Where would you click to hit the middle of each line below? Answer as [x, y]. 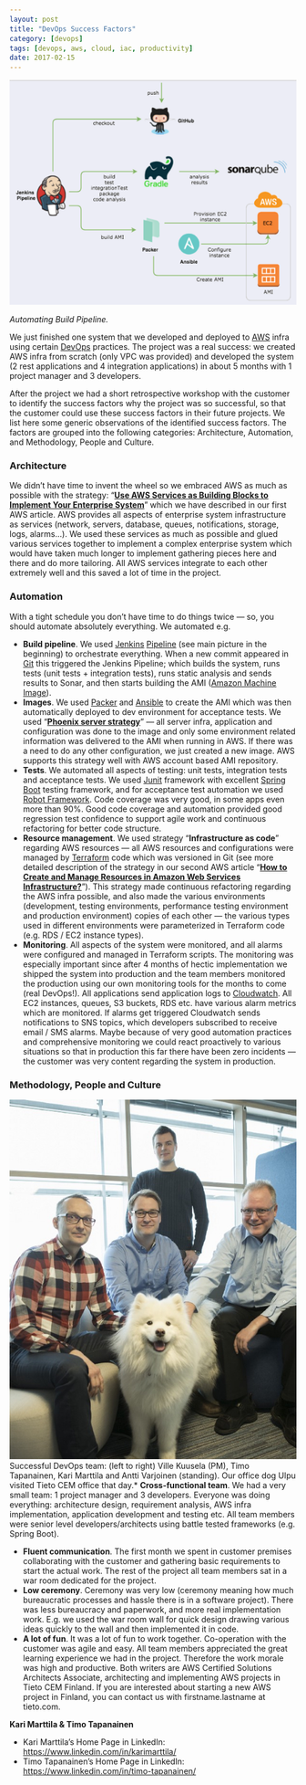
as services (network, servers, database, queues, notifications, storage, [144, 524]
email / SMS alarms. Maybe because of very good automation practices [157, 1032]
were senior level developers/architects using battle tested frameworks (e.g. [153, 1524]
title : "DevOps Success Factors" [73, 29]
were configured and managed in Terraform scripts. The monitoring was [158, 954]
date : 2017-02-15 [42, 58]
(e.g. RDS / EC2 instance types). [83, 935]
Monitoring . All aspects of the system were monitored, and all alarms [153, 944]
